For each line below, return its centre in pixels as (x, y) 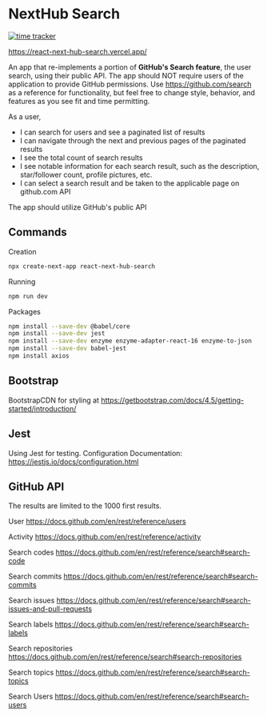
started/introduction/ (42, 408)
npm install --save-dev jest (57, 334)
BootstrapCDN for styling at (54, 400)
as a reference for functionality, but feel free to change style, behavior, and (132, 92)
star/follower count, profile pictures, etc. (86, 174)
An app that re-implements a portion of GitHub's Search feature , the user (130, 67)
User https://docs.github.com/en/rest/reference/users (97, 522)
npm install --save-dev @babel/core (69, 326)
